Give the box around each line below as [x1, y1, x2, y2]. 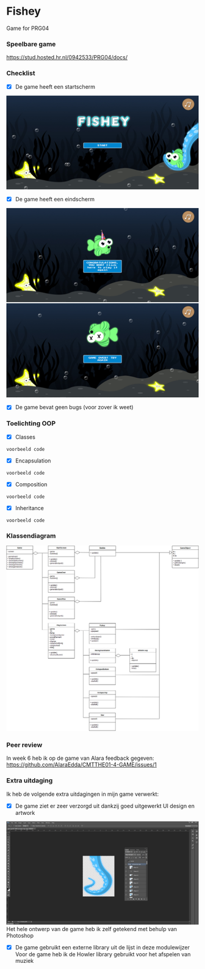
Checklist [6, 69, 35, 78]
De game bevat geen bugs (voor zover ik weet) [15, 404, 134, 411]
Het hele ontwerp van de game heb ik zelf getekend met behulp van [6, 925, 178, 932]
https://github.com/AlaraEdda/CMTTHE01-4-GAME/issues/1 [6, 761, 157, 768]
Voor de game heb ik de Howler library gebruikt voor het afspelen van [15, 950, 191, 958]
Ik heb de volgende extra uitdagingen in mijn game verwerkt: [6, 790, 159, 798]
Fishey [6, 4, 41, 18]
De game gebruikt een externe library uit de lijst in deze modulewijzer [15, 943, 190, 951]
